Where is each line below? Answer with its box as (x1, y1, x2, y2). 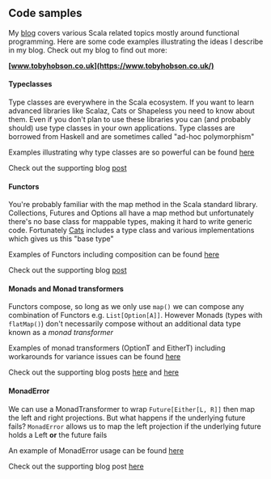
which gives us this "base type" (8, 234, 114, 244)
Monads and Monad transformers (8, 283, 124, 294)
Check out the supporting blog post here (8, 461, 144, 471)
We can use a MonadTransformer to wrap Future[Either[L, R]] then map (8, 404, 255, 413)
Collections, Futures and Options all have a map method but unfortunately (8, 208, 255, 218)
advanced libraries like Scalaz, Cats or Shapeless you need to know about (8, 106, 255, 116)
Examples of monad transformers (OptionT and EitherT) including (8, 343, 226, 353)
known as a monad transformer (8, 328, 114, 337)
